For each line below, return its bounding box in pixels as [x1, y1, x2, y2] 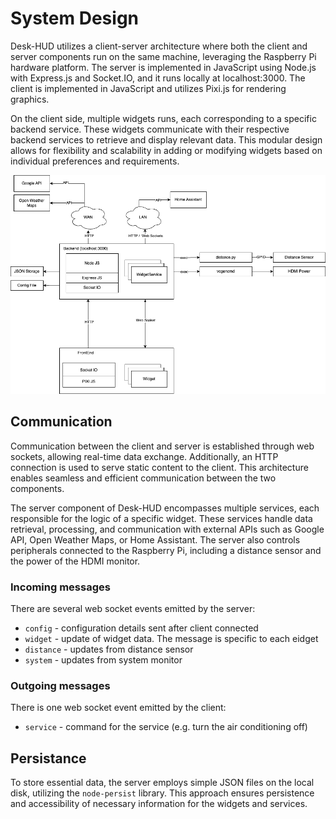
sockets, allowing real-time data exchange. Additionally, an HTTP [10, 450, 279, 462]
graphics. [10, 93, 50, 105]
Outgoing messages [10, 679, 111, 693]
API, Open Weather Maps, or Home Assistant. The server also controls [10, 533, 301, 546]
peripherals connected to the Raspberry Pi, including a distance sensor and [10, 544, 322, 556]
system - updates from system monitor [24, 654, 183, 666]
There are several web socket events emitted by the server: [10, 603, 256, 615]
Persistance [10, 750, 87, 767]
